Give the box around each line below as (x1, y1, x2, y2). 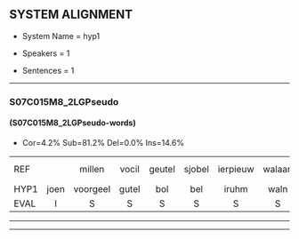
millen (79, 163, 105, 175)
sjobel (183, 163, 209, 175)
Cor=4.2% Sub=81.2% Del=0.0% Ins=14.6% (21, 137, 185, 147)
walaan (262, 163, 294, 175)
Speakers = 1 (21, 48, 70, 59)
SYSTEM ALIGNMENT (9, 7, 133, 22)
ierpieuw (217, 163, 255, 175)
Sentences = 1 (21, 65, 75, 76)
